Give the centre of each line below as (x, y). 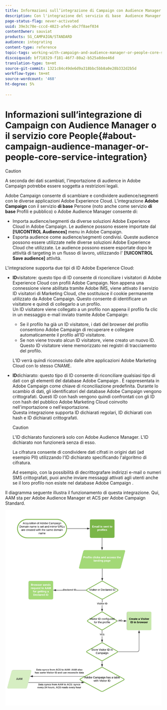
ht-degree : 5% (20, 84)
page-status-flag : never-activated (42, 21)
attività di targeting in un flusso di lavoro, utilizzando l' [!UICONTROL (83, 253)
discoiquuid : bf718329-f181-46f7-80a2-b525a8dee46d (60, 58)
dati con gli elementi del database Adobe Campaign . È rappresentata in (86, 380)
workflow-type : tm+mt (28, 74)
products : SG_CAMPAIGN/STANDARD (39, 37)
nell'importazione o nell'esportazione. (51, 407)
